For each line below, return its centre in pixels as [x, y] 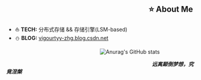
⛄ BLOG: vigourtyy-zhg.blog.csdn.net [62, 38]
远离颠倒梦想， [170, 64]
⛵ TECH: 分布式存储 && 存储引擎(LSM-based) [71, 29]
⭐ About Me [171, 9]
